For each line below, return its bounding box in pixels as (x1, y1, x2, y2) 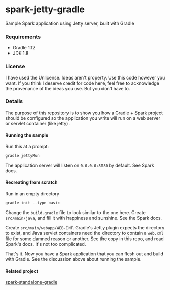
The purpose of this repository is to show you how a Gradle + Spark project (5, 110, 163, 116)
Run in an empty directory (5, 191, 60, 197)
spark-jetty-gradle (5, 4, 85, 15)
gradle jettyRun (5, 153, 40, 159)
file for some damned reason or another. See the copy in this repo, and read (5, 235, 164, 242)
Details (5, 98, 23, 105)
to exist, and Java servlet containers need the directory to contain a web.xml (5, 230, 164, 236)
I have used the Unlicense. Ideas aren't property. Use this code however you (5, 74, 165, 81)
